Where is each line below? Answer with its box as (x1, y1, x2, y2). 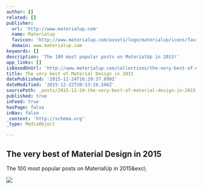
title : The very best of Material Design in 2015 (6, 71, 134, 77)
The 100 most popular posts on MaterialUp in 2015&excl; (6, 164, 147, 172)
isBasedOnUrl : (6, 65, 42, 71)
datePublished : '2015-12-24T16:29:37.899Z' (6, 76, 118, 82)
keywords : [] (6, 48, 39, 54)
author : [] (6, 8, 34, 15)
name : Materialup (11, 31, 56, 37)
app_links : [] (6, 59, 42, 65)
